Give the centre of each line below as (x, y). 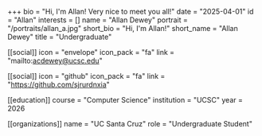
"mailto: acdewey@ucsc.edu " (55, 60)
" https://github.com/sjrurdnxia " (59, 84)
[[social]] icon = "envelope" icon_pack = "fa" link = (91, 52)
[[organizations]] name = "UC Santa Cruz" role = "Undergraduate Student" (130, 124)
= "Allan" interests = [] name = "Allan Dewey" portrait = (98, 20)
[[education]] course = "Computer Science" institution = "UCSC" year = (125, 100)
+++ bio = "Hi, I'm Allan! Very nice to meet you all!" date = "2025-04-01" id (131, 12)
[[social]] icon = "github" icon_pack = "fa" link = (86, 76)
